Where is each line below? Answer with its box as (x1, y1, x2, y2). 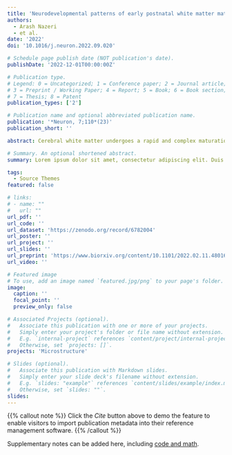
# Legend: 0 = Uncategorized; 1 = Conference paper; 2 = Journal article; (7, 80, 227, 87)
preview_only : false (13, 303, 72, 310)
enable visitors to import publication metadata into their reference (7, 419, 194, 427)
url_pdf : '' (7, 213, 41, 220)
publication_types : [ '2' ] (7, 100, 81, 107)
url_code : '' (7, 220, 45, 227)
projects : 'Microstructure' (7, 348, 88, 355)
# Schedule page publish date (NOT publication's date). (7, 55, 175, 62)
